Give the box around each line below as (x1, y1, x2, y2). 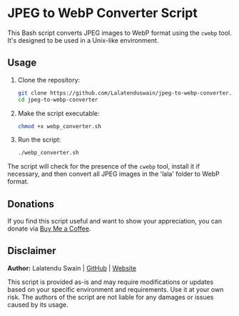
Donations (7, 198, 55, 210)
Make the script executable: (17, 109, 100, 117)
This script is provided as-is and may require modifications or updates (7, 278, 214, 286)
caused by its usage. (7, 300, 68, 309)
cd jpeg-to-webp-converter (17, 96, 98, 103)
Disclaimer (7, 245, 56, 257)
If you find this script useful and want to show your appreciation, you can (7, 217, 223, 226)
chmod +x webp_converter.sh (17, 122, 101, 130)
